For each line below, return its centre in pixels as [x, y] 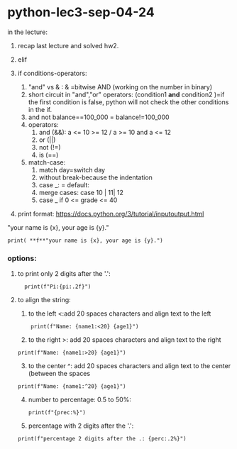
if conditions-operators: [52, 73]
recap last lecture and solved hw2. [68, 45]
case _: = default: [64, 184]
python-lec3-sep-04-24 [81, 12]
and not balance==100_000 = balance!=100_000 [99, 117]
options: [22, 258]
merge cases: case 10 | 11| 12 [81, 192]
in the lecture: [28, 32]
